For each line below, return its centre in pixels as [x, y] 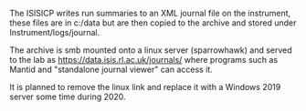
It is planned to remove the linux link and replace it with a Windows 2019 [145, 87]
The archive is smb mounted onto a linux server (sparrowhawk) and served [151, 50]
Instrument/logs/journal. [55, 32]
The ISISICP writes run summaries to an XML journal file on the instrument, [150, 13]
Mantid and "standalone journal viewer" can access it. [111, 69]
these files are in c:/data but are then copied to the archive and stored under [153, 23]
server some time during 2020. [68, 96]
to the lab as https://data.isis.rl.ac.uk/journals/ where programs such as [144, 60]
